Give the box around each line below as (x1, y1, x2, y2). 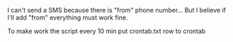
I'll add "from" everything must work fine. (7, 13, 128, 22)
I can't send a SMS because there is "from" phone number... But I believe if (7, 6, 227, 14)
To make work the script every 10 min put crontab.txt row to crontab (7, 27, 206, 35)
